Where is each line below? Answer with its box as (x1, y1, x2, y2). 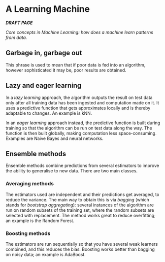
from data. (5, 34, 28, 40)
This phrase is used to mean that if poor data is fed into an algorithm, (5, 62, 146, 67)
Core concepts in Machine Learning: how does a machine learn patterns (5, 29, 153, 35)
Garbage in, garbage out (5, 49, 82, 57)
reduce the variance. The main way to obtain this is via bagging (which (5, 196, 150, 202)
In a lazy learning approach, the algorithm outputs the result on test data (5, 95, 153, 100)
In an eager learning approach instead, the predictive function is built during (5, 120, 161, 126)
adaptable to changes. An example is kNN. (5, 110, 92, 116)
